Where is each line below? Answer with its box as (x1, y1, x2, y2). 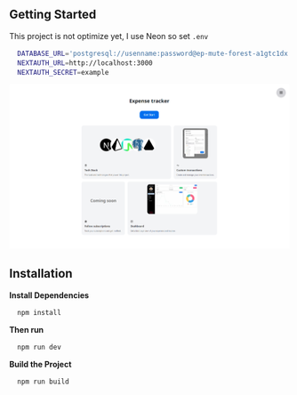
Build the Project (9, 359, 72, 369)
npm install (17, 308, 62, 317)
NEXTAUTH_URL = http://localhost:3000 (17, 58, 153, 68)
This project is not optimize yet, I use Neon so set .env (9, 30, 209, 41)
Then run (9, 324, 44, 335)
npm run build (17, 377, 69, 386)
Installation (9, 266, 73, 281)
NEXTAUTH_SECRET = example (17, 68, 109, 77)
